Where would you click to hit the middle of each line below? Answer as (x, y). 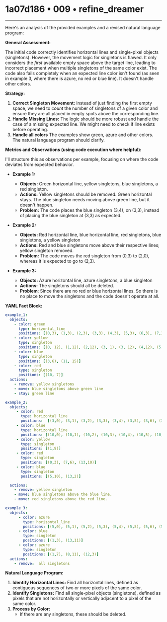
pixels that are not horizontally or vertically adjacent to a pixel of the (82, 598)
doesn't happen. (37, 205)
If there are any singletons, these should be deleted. (73, 614)
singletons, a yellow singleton (50, 240)
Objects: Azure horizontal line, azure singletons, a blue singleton (86, 280)
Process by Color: (31, 609)
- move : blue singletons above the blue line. (63, 495)
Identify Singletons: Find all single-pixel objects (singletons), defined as (86, 593)
